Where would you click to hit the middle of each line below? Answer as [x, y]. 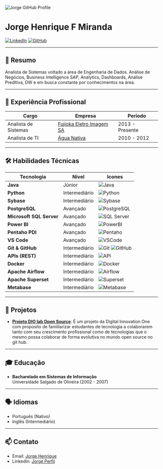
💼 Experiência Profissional [46, 102]
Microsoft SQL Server [33, 217]
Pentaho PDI [22, 232]
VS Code [18, 240]
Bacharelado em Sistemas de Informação [54, 377]
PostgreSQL [22, 209]
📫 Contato [22, 442]
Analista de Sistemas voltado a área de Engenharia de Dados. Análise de [78, 72]
